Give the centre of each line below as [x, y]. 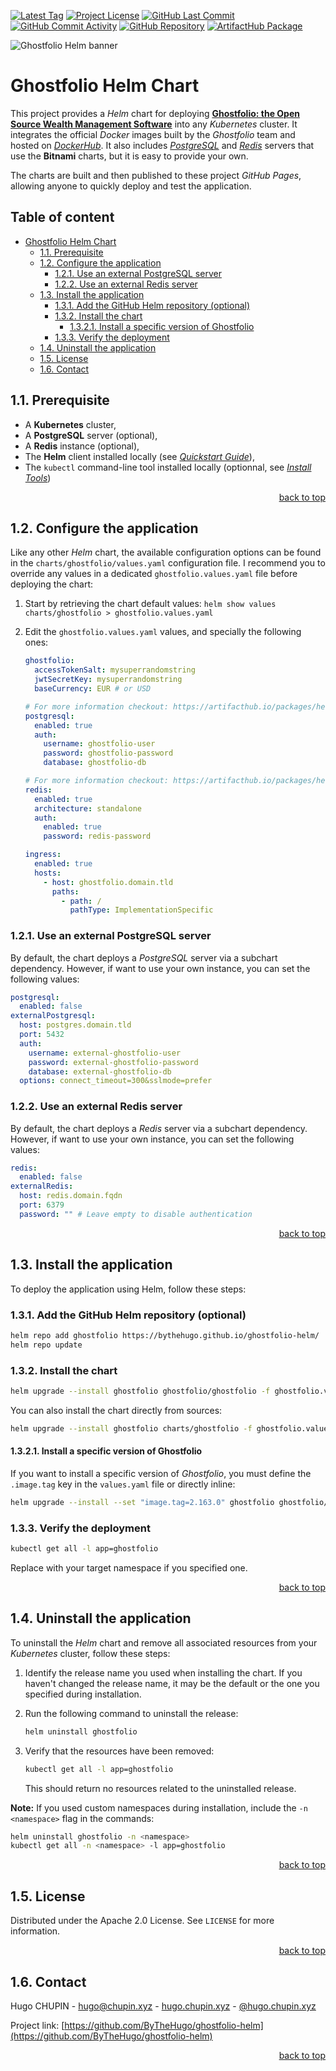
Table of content [62, 217]
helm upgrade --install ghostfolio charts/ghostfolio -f [131, 1428]
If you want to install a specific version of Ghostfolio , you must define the [161, 1473]
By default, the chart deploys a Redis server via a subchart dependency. [159, 1128]
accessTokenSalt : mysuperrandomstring [115, 670]
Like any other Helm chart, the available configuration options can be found [166, 552]
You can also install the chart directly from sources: [116, 1410]
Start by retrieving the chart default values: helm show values [150, 604]
